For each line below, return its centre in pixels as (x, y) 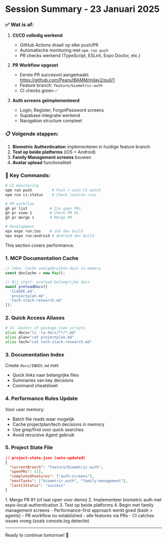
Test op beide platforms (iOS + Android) (54, 152)
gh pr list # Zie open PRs (43, 208)
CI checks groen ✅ (39, 91)
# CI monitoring (22, 186)
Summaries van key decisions (43, 380)
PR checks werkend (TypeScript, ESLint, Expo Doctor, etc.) (80, 56)
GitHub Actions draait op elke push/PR (59, 45)
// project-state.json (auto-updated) (45, 458)
